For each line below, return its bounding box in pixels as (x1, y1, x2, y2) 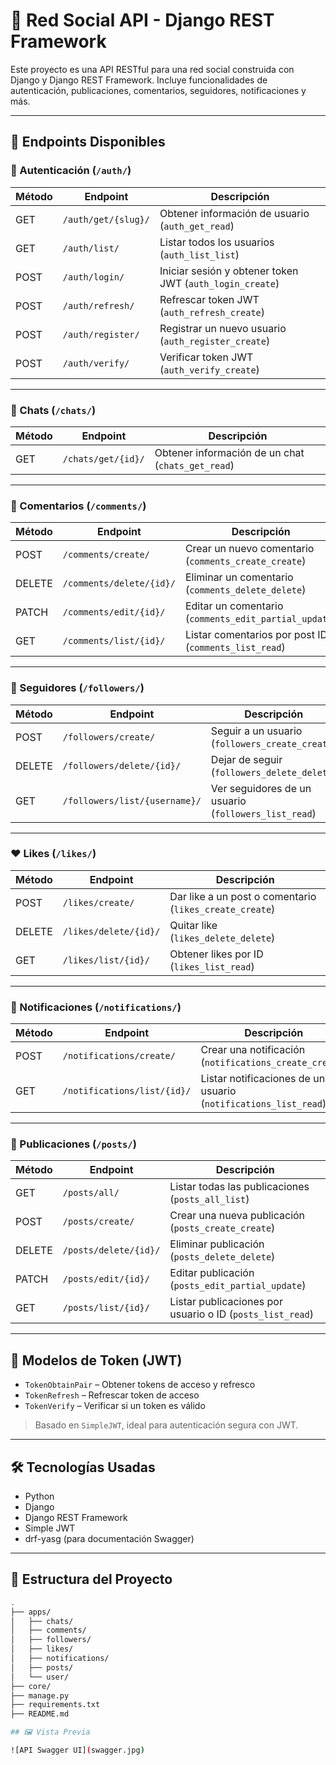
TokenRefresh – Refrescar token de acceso (24, 1389, 200, 1401)
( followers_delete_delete (210, 765, 333, 779)
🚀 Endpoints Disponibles (10, 134, 166, 151)
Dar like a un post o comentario (169, 889, 317, 903)
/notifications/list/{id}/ (62, 1085, 192, 1097)
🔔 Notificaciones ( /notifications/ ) (10, 1000, 182, 1014)
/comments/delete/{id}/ (62, 578, 176, 589)
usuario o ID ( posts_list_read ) (169, 1307, 314, 1321)
